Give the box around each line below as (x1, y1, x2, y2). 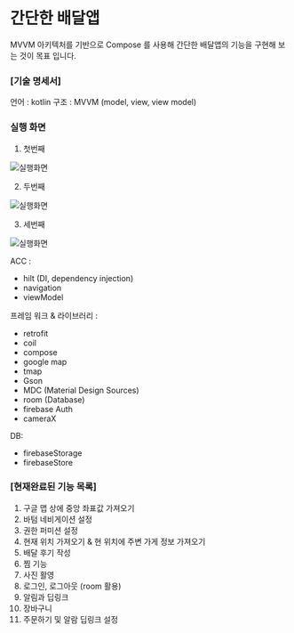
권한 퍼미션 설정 (22, 524, 78, 535)
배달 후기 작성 (22, 547, 71, 557)
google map (22, 356, 68, 367)
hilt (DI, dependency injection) (22, 272, 134, 283)
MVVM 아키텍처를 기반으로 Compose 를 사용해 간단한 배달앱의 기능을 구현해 (10, 39, 276, 50)
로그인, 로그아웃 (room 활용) (22, 580, 122, 591)
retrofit (22, 328, 49, 338)
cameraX (22, 413, 57, 424)
